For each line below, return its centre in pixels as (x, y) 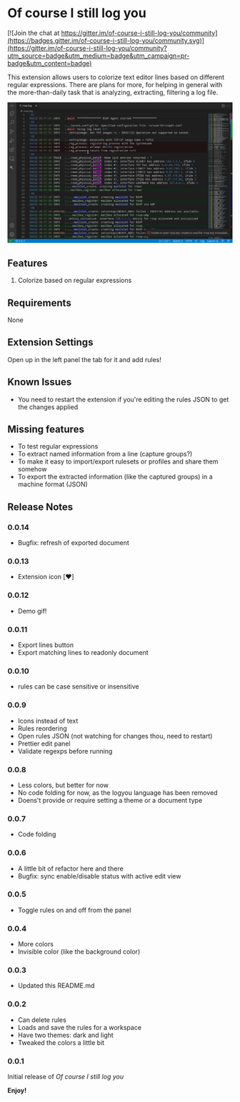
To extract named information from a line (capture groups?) (105, 454)
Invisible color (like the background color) (79, 952)
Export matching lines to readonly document (83, 653)
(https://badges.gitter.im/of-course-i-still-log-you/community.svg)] (106, 40)
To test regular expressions (58, 446)
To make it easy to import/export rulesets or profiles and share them (118, 461)
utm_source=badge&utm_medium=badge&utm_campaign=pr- (99, 56)
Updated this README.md (56, 986)
